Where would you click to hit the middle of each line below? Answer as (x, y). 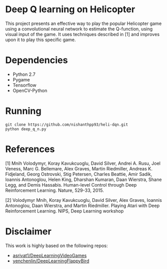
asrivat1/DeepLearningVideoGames (50, 255)
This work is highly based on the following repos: (57, 246)
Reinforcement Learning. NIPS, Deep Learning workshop (64, 211)
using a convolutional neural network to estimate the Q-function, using (79, 28)
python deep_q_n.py (26, 129)
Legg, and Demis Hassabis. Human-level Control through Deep (71, 185)
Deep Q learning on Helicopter (70, 9)
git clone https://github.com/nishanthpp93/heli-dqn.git (67, 125)
